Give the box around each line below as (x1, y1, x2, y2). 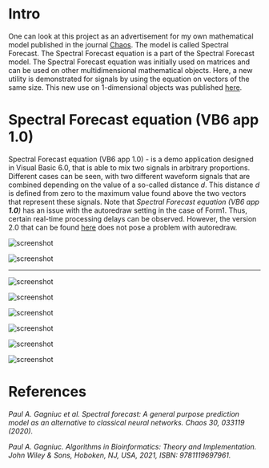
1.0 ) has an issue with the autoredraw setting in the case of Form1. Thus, (8, 206, 248, 215)
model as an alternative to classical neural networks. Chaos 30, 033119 (8, 417, 245, 427)
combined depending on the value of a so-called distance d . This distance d (8, 180, 260, 189)
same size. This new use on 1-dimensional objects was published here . (8, 82, 243, 92)
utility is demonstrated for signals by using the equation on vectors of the (8, 74, 250, 83)
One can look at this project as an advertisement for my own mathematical (8, 31, 254, 41)
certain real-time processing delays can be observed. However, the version (8, 214, 257, 223)
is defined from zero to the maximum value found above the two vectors (8, 188, 247, 197)
